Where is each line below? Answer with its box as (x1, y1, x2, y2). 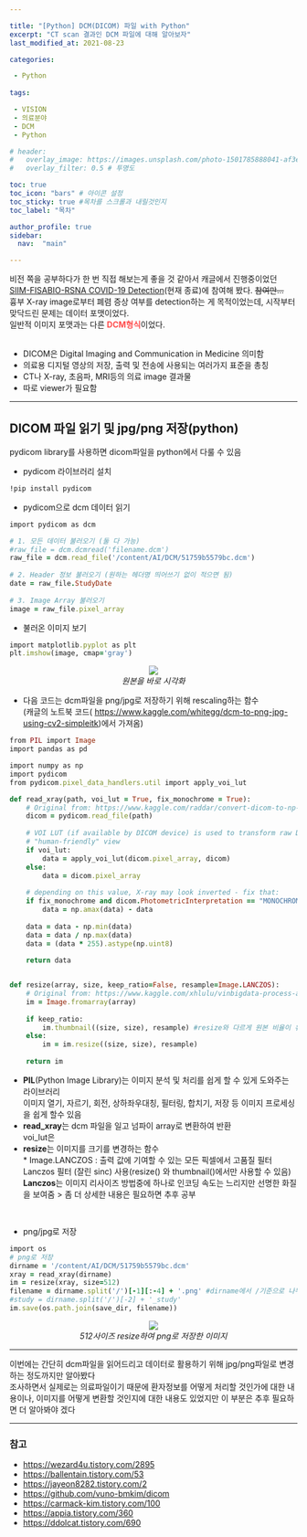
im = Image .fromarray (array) (26, 997, 137, 1006)
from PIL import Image (9, 737, 96, 746)
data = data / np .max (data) (26, 930, 132, 939)
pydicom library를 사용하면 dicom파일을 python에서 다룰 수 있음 (9, 446, 242, 457)
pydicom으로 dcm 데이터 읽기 (22, 502, 131, 513)
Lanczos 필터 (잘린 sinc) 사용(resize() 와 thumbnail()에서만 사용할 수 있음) (22, 1166, 291, 1177)
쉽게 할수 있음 (32, 1108, 82, 1119)
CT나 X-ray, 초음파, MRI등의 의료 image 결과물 (22, 371, 192, 382)
